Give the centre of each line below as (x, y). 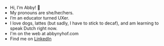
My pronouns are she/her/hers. (42, 13)
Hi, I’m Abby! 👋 (25, 8)
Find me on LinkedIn (31, 39)
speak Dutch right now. (34, 28)
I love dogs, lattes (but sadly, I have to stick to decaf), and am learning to (84, 23)
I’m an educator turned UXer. (40, 18)
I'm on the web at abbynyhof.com (44, 34)
